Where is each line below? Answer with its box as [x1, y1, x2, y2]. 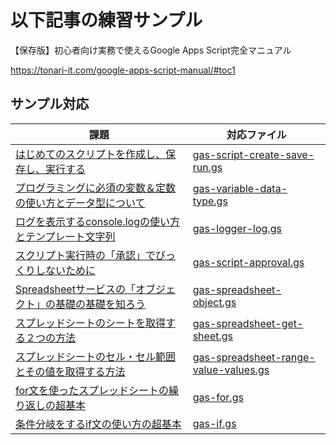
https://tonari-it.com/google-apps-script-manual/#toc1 [10, 64, 236, 76]
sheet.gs [192, 329, 233, 343]
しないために [35, 263, 97, 277]
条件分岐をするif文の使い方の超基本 [15, 417, 182, 431]
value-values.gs [192, 362, 270, 376]
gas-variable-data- [192, 181, 288, 195]
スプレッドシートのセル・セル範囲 [15, 349, 177, 363]
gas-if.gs [192, 416, 237, 430]
